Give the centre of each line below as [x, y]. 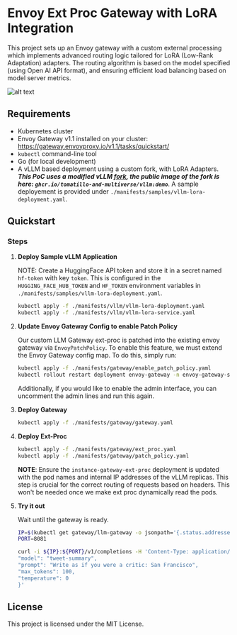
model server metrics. [39, 78]
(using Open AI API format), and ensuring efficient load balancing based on [117, 70]
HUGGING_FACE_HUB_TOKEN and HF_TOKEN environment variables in [109, 286]
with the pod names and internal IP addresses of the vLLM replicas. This [123, 477]
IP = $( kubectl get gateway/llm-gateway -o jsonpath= [95, 532]
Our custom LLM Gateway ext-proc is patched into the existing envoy [119, 340]
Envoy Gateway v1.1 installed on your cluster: [83, 138]
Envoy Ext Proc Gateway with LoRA [112, 13]
